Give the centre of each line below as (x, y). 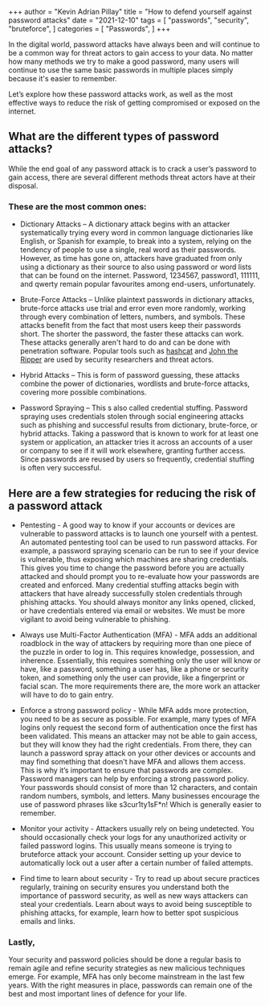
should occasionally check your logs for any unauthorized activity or (133, 837)
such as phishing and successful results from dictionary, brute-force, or (139, 425)
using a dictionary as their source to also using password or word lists (136, 267)
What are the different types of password (114, 137)
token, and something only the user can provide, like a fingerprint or (132, 677)
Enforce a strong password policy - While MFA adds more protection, (134, 710)
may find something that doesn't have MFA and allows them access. (133, 761)
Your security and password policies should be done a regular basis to (125, 960)
